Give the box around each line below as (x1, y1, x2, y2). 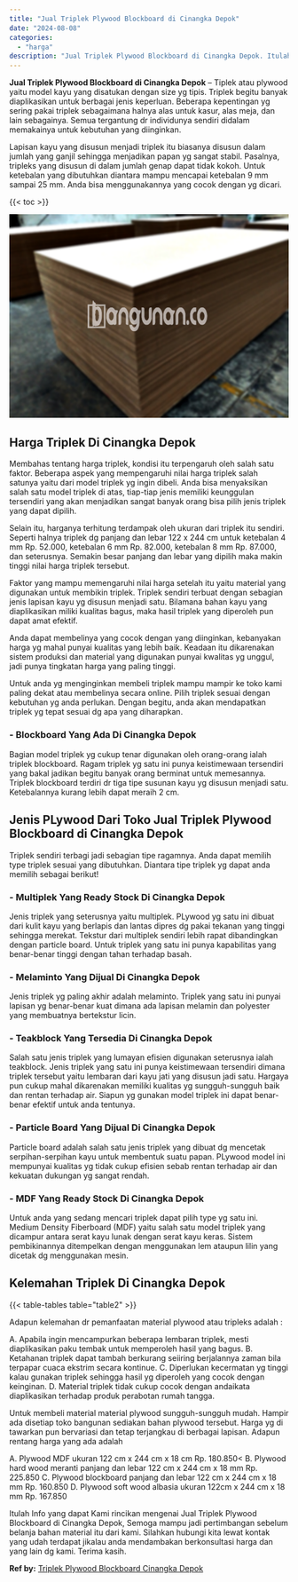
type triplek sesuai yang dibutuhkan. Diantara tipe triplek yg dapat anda (9, 859, 271, 870)
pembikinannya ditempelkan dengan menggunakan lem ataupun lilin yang (9, 1241, 278, 1252)
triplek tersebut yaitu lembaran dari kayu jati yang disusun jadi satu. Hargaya (9, 1071, 289, 1082)
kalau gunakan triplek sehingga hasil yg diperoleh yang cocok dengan (9, 1372, 265, 1382)
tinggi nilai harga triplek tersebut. (9, 560, 130, 572)
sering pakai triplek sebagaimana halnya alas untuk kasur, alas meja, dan (9, 106, 275, 116)
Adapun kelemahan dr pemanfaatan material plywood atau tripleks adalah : (9, 1317, 284, 1327)
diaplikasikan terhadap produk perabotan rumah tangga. (9, 1390, 216, 1401)
